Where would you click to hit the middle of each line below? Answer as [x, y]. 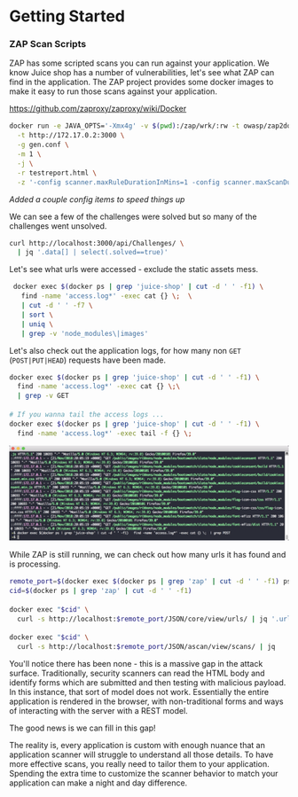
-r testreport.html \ [57, 173]
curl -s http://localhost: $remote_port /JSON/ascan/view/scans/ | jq [146, 647]
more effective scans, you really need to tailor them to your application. [139, 764]
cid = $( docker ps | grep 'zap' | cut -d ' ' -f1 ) [101, 590]
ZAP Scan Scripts [48, 44]
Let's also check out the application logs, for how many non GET [125, 350]
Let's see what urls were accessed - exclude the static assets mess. [134, 270]
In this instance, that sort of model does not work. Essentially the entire [139, 692]
